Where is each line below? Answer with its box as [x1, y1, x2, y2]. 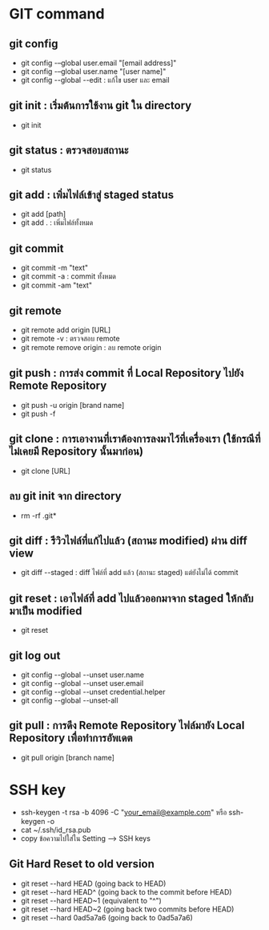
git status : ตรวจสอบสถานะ [9, 144, 129, 157]
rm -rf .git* [20, 511, 57, 520]
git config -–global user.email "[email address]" [20, 58, 177, 67]
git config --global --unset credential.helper [20, 687, 166, 696]
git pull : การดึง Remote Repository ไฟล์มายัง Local [9, 719, 245, 732]
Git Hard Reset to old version [9, 857, 155, 871]
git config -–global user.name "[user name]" [20, 67, 167, 76]
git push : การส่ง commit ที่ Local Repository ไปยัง [9, 366, 244, 380]
